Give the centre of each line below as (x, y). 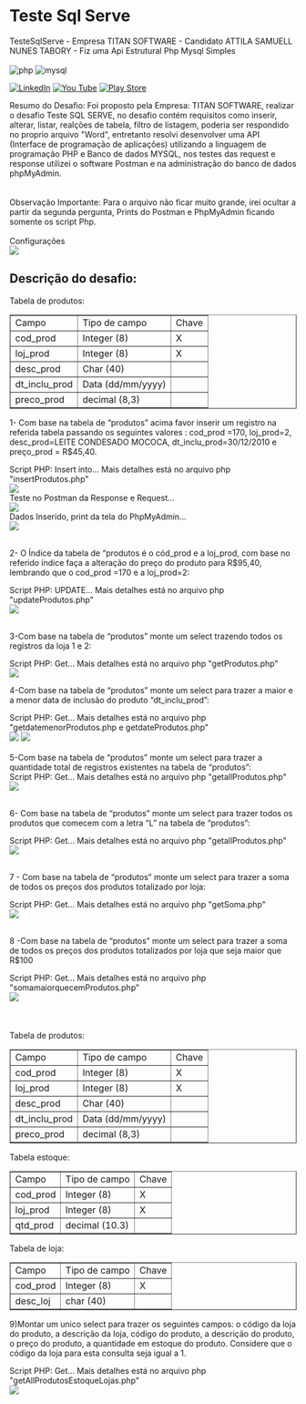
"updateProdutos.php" (51, 600)
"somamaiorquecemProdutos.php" (75, 987)
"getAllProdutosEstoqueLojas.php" (74, 1380)
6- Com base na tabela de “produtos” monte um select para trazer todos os (151, 813)
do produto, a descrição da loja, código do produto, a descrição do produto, (152, 1333)
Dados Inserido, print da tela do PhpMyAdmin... (98, 517)
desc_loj (33, 1301)
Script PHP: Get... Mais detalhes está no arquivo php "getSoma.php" (138, 904)
